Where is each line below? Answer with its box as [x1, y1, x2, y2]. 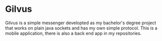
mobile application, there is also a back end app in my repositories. [5, 30, 142, 36]
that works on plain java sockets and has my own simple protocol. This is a [5, 25, 158, 31]
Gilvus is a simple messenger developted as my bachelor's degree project [5, 20, 157, 26]
